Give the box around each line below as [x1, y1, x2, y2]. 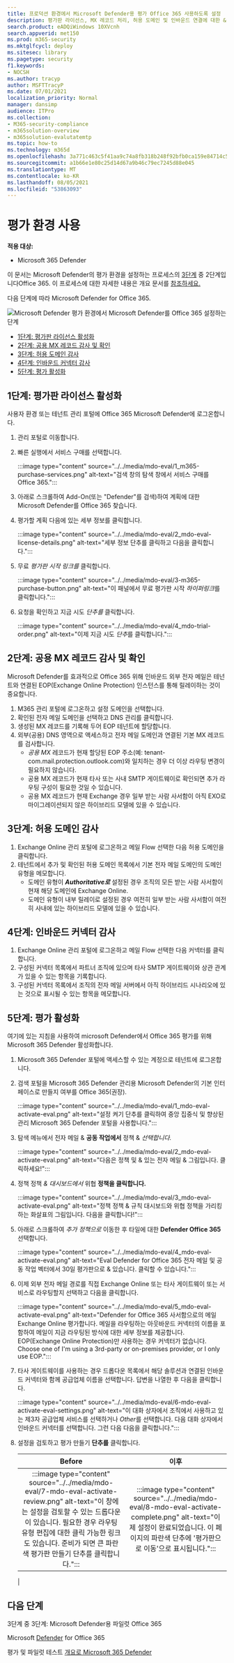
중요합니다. [7, 689, 38, 698]
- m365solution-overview [7, 127, 79, 134]
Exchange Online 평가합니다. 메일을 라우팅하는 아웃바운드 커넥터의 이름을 [17, 1320, 219, 1328]
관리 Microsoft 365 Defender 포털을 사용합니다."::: [17, 1118, 157, 1128]
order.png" [17, 630, 49, 638]
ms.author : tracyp [7, 75, 61, 82]
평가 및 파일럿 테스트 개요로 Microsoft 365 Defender [7, 1648, 152, 1657]
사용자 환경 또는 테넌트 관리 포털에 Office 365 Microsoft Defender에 [7, 410, 196, 417]
